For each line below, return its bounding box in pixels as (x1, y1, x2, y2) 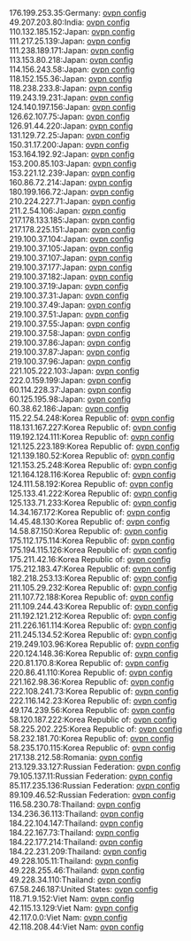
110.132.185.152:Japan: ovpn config (9, 27, 135, 36)
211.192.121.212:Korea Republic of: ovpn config (9, 611, 177, 621)
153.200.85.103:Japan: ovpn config (9, 159, 137, 169)
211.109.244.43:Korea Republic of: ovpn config (9, 601, 179, 611)
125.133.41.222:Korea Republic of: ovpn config (9, 488, 178, 498)
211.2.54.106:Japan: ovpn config (9, 206, 126, 216)
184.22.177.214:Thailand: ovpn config (9, 837, 143, 847)
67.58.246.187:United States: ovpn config (9, 884, 158, 894)
